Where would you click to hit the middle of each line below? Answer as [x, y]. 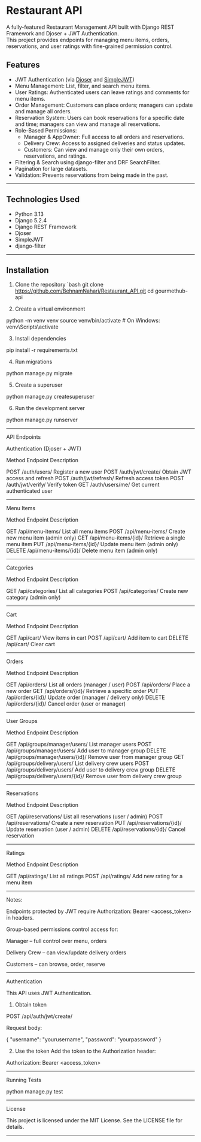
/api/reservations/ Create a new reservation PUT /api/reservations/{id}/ [94, 823]
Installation [28, 270]
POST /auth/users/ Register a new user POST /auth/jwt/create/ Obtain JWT [99, 472]
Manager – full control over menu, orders [57, 941]
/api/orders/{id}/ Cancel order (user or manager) [66, 704]
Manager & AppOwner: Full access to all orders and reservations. [104, 137]
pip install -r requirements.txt [42, 350]
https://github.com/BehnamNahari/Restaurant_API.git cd [84, 291]
